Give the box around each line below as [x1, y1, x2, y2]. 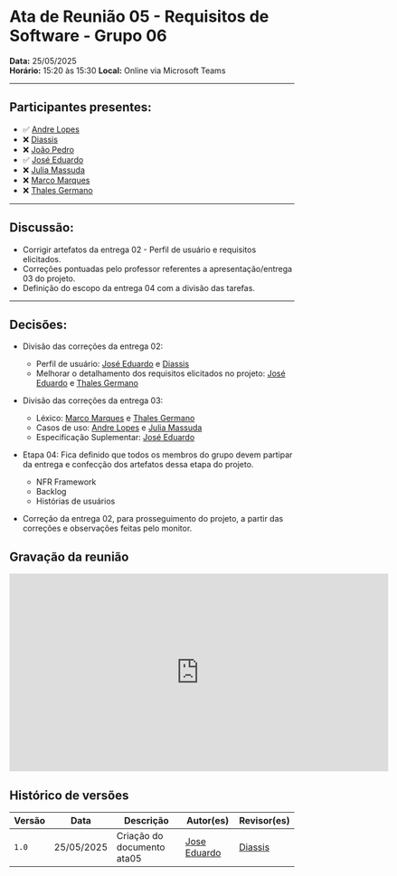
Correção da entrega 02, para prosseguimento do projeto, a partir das [22, 513, 284, 524]
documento [116, 841, 165, 853]
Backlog [35, 486, 67, 497]
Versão [14, 815, 46, 826]
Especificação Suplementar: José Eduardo [35, 432, 195, 443]
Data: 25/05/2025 [9, 55, 77, 66]
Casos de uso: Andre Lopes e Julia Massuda [35, 422, 203, 433]
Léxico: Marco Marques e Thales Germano [35, 413, 195, 424]
